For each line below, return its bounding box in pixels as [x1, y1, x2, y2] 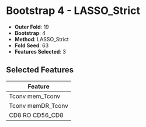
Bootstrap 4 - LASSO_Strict [6, 4, 140, 17]
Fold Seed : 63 [14, 42, 49, 49]
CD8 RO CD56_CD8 [9, 111, 64, 119]
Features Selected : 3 [14, 48, 66, 55]
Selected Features [6, 65, 74, 75]
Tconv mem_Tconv [9, 92, 61, 100]
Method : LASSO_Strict [14, 36, 69, 43]
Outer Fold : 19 [14, 23, 50, 30]
